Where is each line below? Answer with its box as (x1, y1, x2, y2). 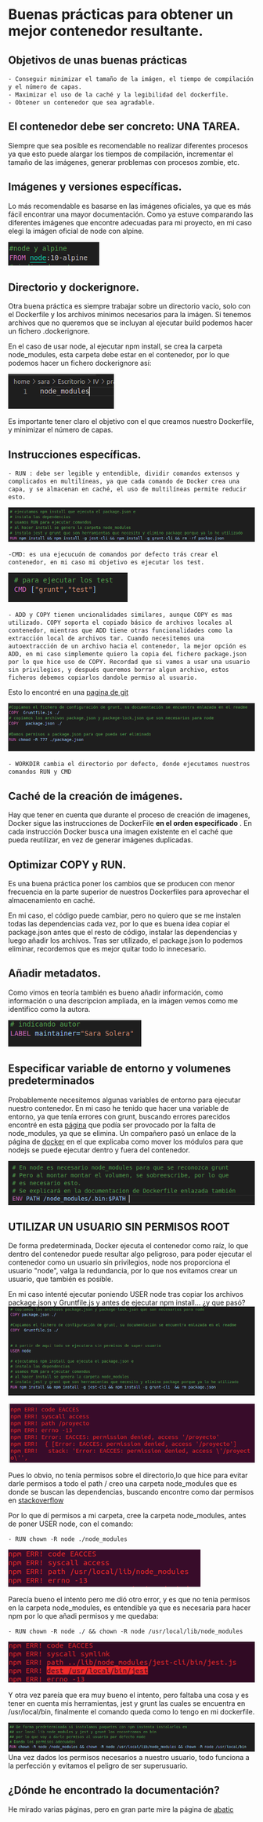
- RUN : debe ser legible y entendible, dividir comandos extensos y (8, 469, 240, 478)
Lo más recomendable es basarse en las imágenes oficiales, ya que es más (8, 201, 252, 210)
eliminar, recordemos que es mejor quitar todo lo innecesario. (8, 944, 207, 954)
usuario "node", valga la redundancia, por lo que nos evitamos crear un (8, 1266, 238, 1276)
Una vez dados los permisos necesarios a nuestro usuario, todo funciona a (8, 1752, 250, 1762)
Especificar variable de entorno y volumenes (8, 1062, 232, 1075)
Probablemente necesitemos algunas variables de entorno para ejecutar (8, 1095, 241, 1105)
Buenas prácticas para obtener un (8, 5, 233, 24)
